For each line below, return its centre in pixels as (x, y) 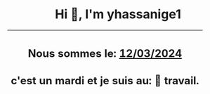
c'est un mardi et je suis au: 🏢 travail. (105, 81)
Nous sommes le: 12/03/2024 (105, 53)
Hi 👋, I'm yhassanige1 (118, 14)
